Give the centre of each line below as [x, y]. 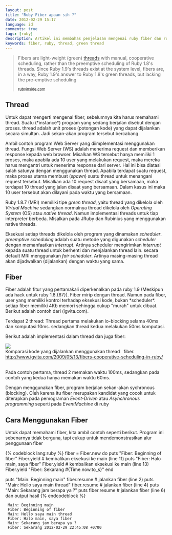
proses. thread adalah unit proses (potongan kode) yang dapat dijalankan [83, 128]
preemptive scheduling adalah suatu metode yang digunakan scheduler [81, 239]
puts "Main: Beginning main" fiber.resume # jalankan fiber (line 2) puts [79, 480]
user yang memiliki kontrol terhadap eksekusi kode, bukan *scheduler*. [80, 301]
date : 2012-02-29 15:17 [31, 19]
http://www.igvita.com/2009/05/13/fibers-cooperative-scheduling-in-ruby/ [84, 357]
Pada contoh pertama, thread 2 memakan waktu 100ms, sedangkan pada [82, 372]
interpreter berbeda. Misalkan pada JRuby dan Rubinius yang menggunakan [86, 219]
